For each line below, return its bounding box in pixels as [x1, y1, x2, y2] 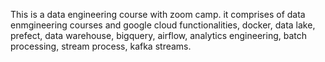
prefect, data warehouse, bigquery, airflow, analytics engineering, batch [10, 30, 307, 41]
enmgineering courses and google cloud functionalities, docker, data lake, [10, 19, 316, 31]
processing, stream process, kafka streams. [10, 40, 192, 52]
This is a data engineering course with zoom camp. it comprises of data [10, 9, 306, 20]
